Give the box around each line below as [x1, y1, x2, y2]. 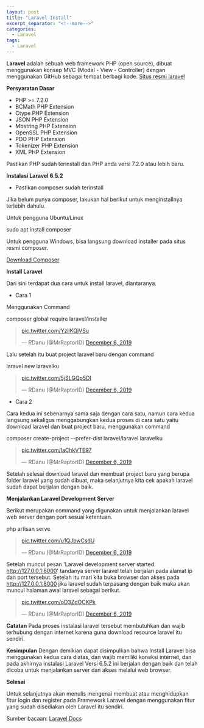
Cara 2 [15, 398, 32, 405]
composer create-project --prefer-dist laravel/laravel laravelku [6, 434, 163, 442]
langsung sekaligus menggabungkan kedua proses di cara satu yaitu [6, 416, 178, 423]
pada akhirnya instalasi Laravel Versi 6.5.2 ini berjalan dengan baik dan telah [6, 660, 198, 667]
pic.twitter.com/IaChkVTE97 [21, 446, 92, 454]
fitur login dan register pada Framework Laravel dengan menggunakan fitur [6, 696, 195, 704]
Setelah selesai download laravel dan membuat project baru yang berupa [6, 470, 190, 477]
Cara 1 [15, 291, 32, 299]
